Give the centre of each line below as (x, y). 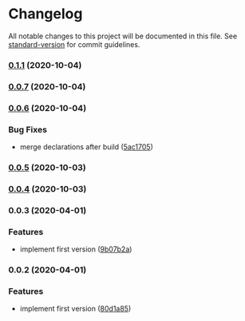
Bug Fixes (28, 129)
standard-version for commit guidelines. (74, 44)
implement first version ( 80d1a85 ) (75, 309)
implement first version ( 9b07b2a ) (76, 249)
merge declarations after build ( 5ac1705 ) (86, 147)
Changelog (45, 14)
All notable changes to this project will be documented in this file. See (123, 36)
